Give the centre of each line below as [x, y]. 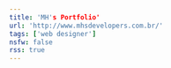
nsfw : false [31, 42]
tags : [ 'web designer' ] [53, 34]
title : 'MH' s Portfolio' [55, 17]
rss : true [27, 50]
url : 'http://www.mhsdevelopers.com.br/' [86, 26]
